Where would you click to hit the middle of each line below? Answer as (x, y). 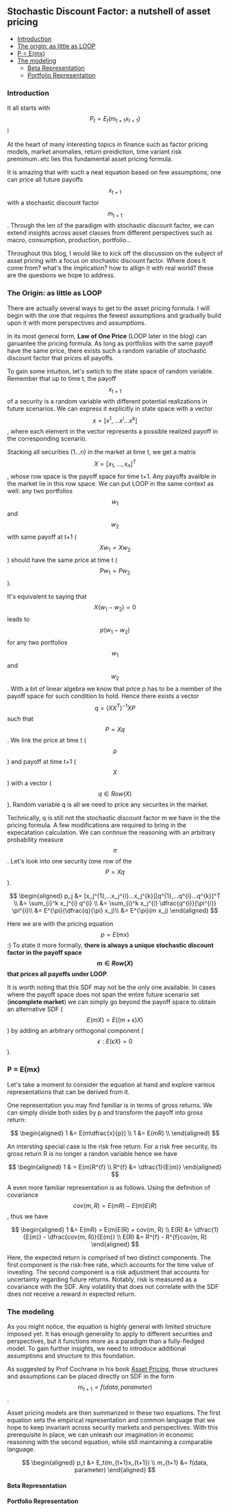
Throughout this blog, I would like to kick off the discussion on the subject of (115, 253)
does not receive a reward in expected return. (72, 1294)
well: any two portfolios (40, 491)
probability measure (35, 839)
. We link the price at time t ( (47, 740)
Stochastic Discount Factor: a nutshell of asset (109, 11)
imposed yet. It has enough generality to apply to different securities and (110, 1334)
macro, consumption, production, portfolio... (69, 240)
